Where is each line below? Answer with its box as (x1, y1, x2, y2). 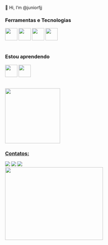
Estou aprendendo (5, 53, 50, 60)
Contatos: (5, 150, 29, 156)
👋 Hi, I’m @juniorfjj (5, 5, 43, 10)
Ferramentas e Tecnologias (5, 17, 71, 23)
